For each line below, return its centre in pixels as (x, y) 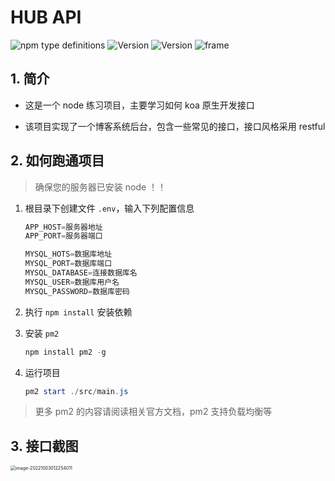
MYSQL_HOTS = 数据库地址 (68, 254)
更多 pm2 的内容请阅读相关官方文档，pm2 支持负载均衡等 (153, 412)
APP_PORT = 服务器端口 (63, 236)
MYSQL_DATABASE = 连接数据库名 (81, 273)
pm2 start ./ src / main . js (76, 391)
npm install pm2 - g (65, 352)
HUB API (46, 17)
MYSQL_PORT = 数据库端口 (68, 264)
